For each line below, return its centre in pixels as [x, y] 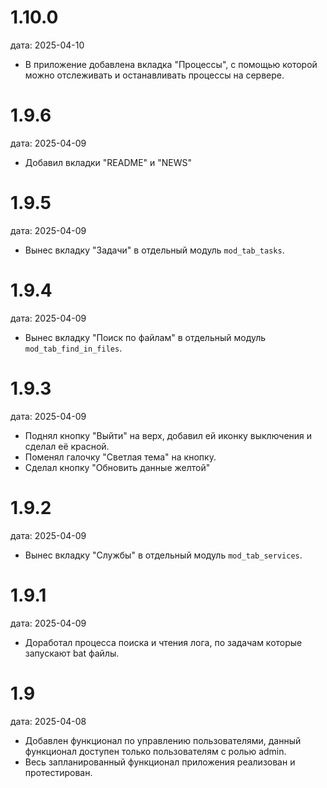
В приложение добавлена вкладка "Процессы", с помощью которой [171, 64]
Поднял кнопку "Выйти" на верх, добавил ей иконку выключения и [168, 435]
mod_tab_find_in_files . [73, 348]
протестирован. [58, 772]
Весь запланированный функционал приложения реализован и [160, 762]
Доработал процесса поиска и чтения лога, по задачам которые [163, 642]
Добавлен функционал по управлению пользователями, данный [163, 740]
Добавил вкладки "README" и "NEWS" [108, 162]
